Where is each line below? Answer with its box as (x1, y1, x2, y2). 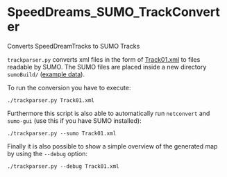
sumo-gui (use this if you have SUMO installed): (7, 116, 142, 125)
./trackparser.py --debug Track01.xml (7, 162, 119, 170)
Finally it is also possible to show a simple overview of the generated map (7, 142, 218, 150)
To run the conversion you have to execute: (7, 83, 131, 92)
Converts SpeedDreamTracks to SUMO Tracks (7, 42, 140, 50)
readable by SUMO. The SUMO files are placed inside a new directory (7, 62, 207, 71)
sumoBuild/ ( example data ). (7, 70, 85, 78)
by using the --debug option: (7, 149, 88, 158)
